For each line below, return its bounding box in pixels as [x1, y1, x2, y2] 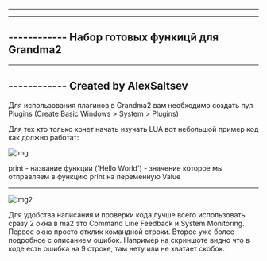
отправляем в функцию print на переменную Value [8, 171, 181, 181]
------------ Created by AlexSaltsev [8, 79, 188, 93]
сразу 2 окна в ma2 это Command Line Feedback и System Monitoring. [8, 218, 245, 228]
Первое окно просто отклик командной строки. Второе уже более [8, 227, 234, 236]
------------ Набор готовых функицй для [8, 31, 219, 44]
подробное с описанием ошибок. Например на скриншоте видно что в [8, 235, 250, 244]
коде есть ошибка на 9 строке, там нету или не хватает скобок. [8, 244, 225, 253]
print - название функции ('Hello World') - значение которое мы [8, 163, 223, 173]
